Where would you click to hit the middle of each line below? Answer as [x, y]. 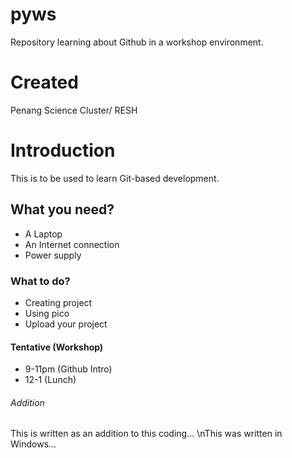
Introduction [63, 150]
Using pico [47, 313]
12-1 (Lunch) [50, 380]
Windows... [33, 444]
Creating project [58, 302]
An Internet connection [72, 244]
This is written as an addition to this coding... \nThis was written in [146, 434]
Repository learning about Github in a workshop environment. [137, 42]
